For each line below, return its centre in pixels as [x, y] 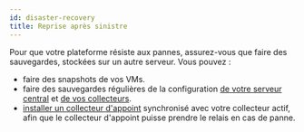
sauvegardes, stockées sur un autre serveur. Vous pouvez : [120, 61]
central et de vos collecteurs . [77, 98]
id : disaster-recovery [52, 18]
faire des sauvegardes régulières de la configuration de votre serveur [152, 89]
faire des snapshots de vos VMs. [83, 79]
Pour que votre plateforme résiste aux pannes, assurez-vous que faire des [148, 52]
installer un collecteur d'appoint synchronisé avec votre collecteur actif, [156, 108]
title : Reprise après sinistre [69, 26]
